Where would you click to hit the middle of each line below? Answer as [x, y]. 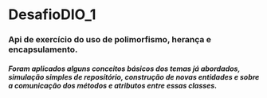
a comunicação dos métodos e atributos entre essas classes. [113, 85]
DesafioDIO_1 [52, 15]
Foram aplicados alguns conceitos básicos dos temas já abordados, [124, 69]
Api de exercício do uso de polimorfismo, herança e [110, 40]
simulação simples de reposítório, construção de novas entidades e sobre [134, 76]
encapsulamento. [43, 49]
